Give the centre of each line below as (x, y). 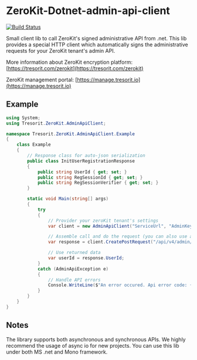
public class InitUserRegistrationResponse (81, 161)
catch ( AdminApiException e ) (73, 269)
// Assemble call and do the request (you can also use (118, 236)
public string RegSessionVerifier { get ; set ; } (98, 183)
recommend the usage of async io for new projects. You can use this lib (93, 345)
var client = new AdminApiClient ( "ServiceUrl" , (107, 226)
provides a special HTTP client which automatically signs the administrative (97, 44)
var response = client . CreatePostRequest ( (101, 242)
